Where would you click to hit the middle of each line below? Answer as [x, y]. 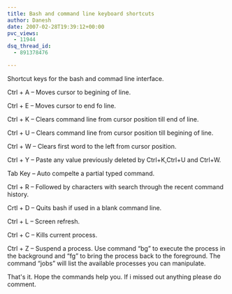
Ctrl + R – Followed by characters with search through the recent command [115, 186]
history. [18, 194]
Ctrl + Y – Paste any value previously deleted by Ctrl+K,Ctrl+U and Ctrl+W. [114, 160]
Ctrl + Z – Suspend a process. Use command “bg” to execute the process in [116, 248]
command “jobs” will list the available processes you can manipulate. [107, 263]
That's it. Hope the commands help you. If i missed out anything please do [114, 277]
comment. [22, 284]
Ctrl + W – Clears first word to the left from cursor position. [92, 146]
